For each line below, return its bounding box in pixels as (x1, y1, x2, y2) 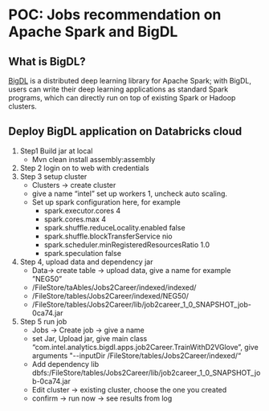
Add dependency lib (31, 359, 99, 368)
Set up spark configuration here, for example (31, 197, 181, 206)
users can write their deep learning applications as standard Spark (8, 84, 229, 94)
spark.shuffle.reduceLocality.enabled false (43, 222, 186, 232)
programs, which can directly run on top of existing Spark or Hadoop (8, 93, 236, 102)
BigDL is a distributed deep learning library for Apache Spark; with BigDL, (8, 76, 251, 85)
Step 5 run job (19, 316, 67, 326)
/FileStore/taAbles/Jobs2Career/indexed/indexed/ (31, 283, 197, 292)
